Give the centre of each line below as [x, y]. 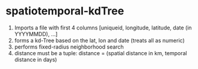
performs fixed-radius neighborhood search [69, 47]
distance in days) [36, 59]
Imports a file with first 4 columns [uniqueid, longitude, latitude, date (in [103, 28]
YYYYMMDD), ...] [36, 34]
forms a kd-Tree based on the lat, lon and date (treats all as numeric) [99, 40]
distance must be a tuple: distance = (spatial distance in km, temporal [101, 53]
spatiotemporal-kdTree [65, 11]
